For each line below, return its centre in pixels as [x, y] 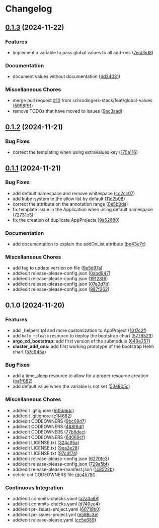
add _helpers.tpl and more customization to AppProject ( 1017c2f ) [79, 330]
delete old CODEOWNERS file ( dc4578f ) [54, 474]
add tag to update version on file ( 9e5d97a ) [57, 268]
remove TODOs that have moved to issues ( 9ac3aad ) [67, 111]
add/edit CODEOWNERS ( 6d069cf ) [49, 437]
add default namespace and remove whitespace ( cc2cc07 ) [74, 193]
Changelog [29, 9]
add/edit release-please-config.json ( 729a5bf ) [61, 464]
